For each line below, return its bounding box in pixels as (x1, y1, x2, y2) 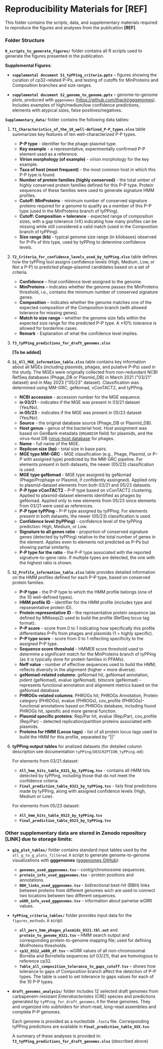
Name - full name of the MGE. (19, 441, 80, 447)
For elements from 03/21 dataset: (12, 758, 79, 764)
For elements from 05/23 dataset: (12, 803, 80, 809)
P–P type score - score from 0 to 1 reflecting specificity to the (19, 636, 144, 642)
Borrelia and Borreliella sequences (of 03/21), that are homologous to (19, 953, 158, 958)
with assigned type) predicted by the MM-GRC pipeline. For (23, 457, 143, 462)
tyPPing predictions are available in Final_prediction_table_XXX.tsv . (12, 1023, 151, 1029)
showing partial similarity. (19, 544, 71, 550)
